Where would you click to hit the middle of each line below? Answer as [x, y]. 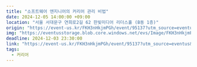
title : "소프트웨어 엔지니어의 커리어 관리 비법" [57, 11]
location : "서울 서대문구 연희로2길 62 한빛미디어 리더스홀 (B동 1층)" [82, 22]
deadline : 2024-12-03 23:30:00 [44, 38]
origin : [16, 28]
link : [13, 44]
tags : [13, 50]
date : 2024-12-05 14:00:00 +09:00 [48, 17]
